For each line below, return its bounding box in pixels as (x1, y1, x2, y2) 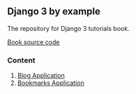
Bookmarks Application (17, 79, 85, 87)
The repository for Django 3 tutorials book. (7, 24, 130, 32)
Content (7, 55, 36, 65)
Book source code (7, 38, 60, 46)
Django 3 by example (7, 6, 101, 18)
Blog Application (17, 72, 65, 80)
